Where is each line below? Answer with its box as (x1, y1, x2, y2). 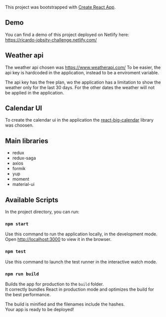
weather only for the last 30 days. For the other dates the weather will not (5, 84, 155, 91)
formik (12, 166, 26, 172)
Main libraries (5, 136, 48, 145)
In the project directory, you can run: (5, 209, 80, 215)
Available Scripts (5, 195, 58, 204)
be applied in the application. (5, 90, 64, 95)
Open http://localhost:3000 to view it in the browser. (5, 236, 112, 242)
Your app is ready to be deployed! (5, 306, 74, 312)
